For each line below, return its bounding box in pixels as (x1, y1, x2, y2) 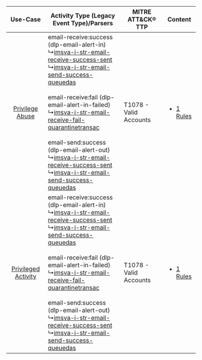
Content (167, 15, 191, 23)
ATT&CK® (127, 15, 156, 23)
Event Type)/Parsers (52, 19, 113, 27)
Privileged (11, 265, 40, 273)
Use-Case (10, 15, 41, 23)
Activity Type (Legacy (50, 11, 115, 20)
